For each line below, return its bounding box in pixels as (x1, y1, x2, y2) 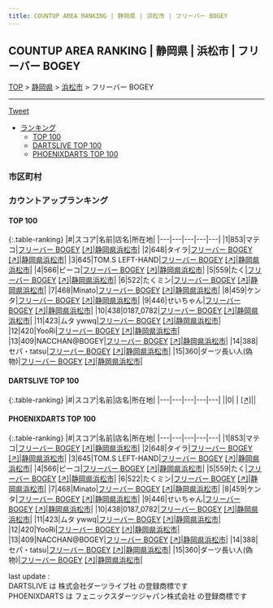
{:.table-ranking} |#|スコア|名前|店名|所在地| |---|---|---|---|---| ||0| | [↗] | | (8, 395, 257, 405)
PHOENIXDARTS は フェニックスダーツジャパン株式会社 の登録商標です (8, 591, 248, 601)
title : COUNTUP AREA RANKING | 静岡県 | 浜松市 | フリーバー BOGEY (8, 11, 228, 20)
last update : (8, 571, 50, 581)
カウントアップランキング (8, 195, 108, 206)
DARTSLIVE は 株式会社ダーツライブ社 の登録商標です (8, 580, 188, 590)
